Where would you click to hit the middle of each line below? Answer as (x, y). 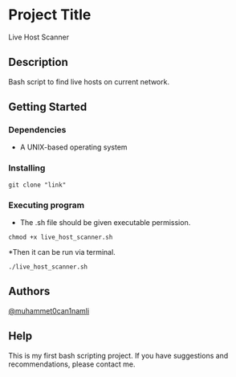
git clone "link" (37, 185)
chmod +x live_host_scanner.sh (61, 238)
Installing (27, 168)
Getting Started (48, 107)
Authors (29, 291)
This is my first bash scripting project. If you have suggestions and (118, 355)
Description (38, 62)
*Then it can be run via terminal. (62, 252)
